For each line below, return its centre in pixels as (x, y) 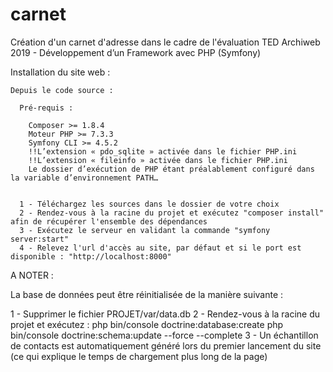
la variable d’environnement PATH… (84, 178)
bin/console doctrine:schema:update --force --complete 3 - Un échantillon (164, 335)
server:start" (40, 239)
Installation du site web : (60, 72)
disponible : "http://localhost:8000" (91, 256)
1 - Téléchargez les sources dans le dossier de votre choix (149, 204)
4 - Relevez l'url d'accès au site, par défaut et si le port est (160, 248)
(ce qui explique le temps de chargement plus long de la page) (139, 356)
